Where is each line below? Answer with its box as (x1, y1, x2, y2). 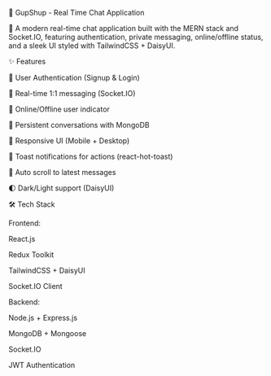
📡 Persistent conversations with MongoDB (8, 120, 150, 129)
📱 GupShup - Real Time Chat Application (8, 8, 145, 17)
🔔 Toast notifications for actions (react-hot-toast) (8, 151, 173, 161)
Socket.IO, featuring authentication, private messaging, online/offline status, (8, 33, 264, 42)
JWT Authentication (8, 361, 76, 369)
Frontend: (8, 218, 42, 228)
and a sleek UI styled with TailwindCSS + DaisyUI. (8, 41, 176, 50)
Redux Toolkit (8, 250, 55, 260)
